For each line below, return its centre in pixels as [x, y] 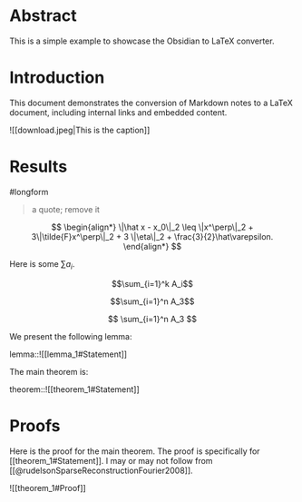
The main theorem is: [49, 371]
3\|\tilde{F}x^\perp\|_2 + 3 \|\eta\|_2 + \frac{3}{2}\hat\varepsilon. [152, 236]
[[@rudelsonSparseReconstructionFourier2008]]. [101, 470]
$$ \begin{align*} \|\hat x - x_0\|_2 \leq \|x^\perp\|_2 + [152, 227]
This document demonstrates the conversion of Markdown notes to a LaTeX [151, 103]
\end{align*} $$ [152, 246]
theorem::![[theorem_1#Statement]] [75, 389]
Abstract [43, 16]
